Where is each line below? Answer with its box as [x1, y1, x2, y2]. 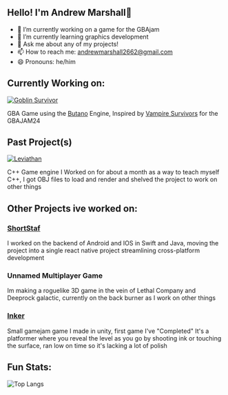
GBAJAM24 [7, 117, 41, 125]
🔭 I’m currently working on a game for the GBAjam [17, 25, 160, 33]
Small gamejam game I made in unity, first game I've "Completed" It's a [7, 327, 209, 335]
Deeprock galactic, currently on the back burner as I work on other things [7, 294, 216, 302]
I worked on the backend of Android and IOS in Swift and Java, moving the [7, 239, 219, 247]
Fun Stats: [7, 361, 52, 373]
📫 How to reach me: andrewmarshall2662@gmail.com [17, 48, 174, 56]
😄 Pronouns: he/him [17, 57, 76, 65]
